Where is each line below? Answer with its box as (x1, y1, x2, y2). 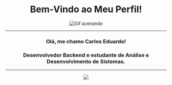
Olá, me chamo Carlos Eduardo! (46, 38, 126, 45)
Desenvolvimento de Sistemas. (46, 58, 126, 65)
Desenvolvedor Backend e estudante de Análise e (23, 51, 149, 59)
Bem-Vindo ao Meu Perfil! (30, 4, 142, 15)
